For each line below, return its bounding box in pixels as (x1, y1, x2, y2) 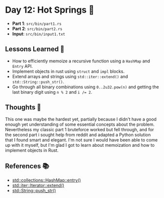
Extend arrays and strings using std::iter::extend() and (12, 73, 128, 79)
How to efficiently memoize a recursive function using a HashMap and (12, 58, 150, 64)
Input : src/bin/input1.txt (12, 31, 65, 37)
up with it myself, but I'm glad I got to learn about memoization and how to (5, 142, 155, 148)
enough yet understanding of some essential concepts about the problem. (5, 121, 155, 127)
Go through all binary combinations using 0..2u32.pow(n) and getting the (12, 84, 159, 90)
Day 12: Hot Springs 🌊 (5, 4, 94, 16)
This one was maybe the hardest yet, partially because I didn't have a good (5, 116, 157, 122)
